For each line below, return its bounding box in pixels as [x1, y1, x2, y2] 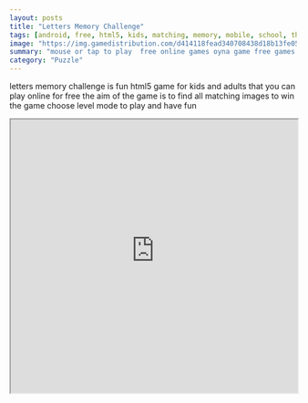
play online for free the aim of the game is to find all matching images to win [9, 90, 294, 101]
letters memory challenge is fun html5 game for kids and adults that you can [9, 81, 296, 91]
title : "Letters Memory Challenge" [9, 22, 145, 31]
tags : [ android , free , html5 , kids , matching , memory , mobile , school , [9, 30, 288, 39]
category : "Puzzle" [9, 56, 84, 65]
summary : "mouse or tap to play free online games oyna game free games [9, 47, 296, 57]
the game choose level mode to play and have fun [9, 100, 198, 110]
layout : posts [9, 13, 64, 23]
